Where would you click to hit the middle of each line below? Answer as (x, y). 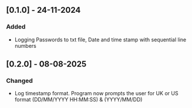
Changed (20, 81)
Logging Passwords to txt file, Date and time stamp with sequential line (100, 39)
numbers (26, 46)
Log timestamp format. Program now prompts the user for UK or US (96, 93)
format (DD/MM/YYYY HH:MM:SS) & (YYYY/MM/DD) (78, 100)
